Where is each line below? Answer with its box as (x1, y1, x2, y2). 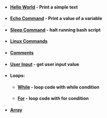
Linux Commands (10, 38, 48, 44)
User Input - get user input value (10, 61, 79, 67)
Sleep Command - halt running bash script (10, 26, 101, 32)
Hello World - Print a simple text (10, 4, 78, 10)
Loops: (10, 72, 25, 78)
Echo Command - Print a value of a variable (10, 15, 102, 21)
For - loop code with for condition (17, 95, 89, 101)
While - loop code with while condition (17, 84, 99, 90)
